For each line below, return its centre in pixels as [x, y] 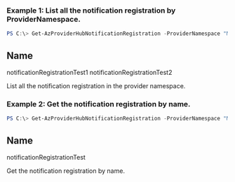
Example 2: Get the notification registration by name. [99, 104]
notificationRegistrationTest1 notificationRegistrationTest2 [89, 72]
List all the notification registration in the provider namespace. [96, 85]
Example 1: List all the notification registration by [91, 10]
